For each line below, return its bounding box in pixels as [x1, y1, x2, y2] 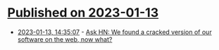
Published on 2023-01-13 [7, 5, 159, 21]
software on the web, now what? [17, 35, 113, 43]
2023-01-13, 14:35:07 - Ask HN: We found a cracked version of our [17, 28, 213, 36]
